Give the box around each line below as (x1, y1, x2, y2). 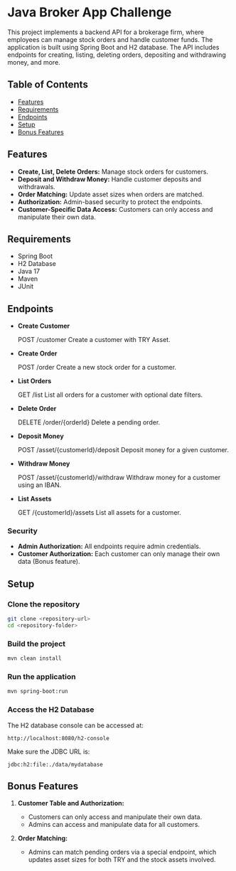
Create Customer (17, 321, 70, 331)
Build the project (7, 638, 66, 648)
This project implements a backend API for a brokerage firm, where (7, 28, 205, 36)
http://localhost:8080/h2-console (7, 734, 110, 742)
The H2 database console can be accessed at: (7, 721, 144, 730)
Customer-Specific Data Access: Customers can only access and (17, 205, 213, 213)
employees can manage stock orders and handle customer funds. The (7, 35, 213, 43)
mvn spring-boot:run (7, 688, 69, 695)
